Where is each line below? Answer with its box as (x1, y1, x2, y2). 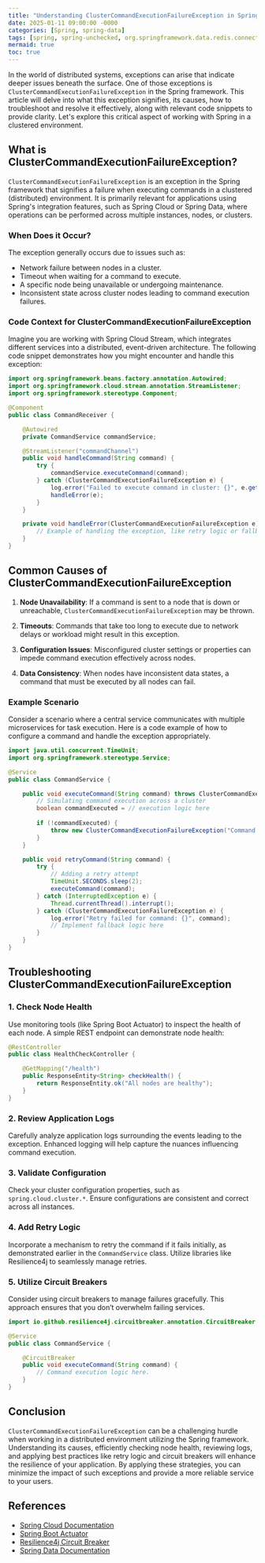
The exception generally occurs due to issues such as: (8, 248, 185, 258)
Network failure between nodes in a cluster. (19, 263, 162, 273)
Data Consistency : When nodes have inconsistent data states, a (19, 669, 230, 678)
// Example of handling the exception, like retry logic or (36, 527, 238, 536)
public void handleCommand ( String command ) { (22, 454, 175, 462)
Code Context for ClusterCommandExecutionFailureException (8, 317, 252, 328)
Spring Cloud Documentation (19, 1520, 114, 1530)
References (8, 1499, 66, 1513)
